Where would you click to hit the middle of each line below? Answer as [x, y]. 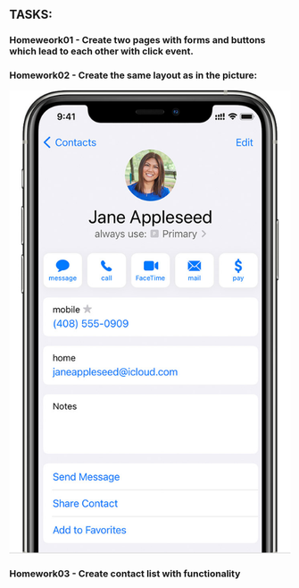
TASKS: [31, 15]
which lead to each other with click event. [101, 51]
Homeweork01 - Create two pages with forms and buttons [137, 40]
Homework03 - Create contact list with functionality [125, 574]
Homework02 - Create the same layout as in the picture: [133, 75]
